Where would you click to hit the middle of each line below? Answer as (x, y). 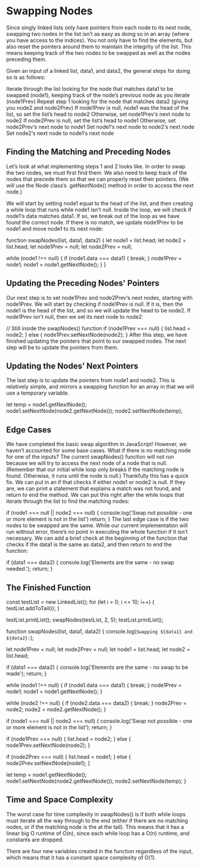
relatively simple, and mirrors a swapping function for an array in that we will (100, 387)
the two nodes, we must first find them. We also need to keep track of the (97, 173)
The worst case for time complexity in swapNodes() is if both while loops (96, 814)
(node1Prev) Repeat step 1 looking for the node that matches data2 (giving (97, 101)
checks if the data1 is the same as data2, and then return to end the (89, 545)
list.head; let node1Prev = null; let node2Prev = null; (69, 247)
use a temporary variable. (38, 393)
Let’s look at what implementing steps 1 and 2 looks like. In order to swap (96, 166)
